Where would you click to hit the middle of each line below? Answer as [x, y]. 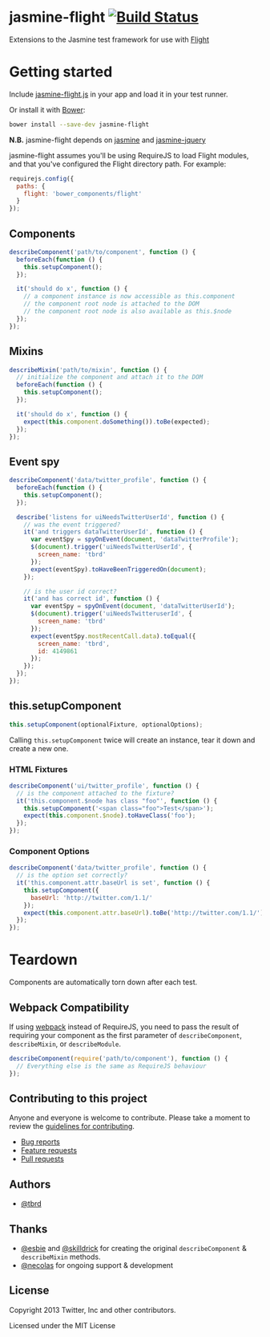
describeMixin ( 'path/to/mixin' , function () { [88, 370]
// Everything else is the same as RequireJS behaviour [111, 1066]
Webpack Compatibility [69, 1007]
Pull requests [42, 1159]
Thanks [28, 1229]
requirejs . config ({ [42, 178]
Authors [30, 1184]
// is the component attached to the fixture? [95, 793]
